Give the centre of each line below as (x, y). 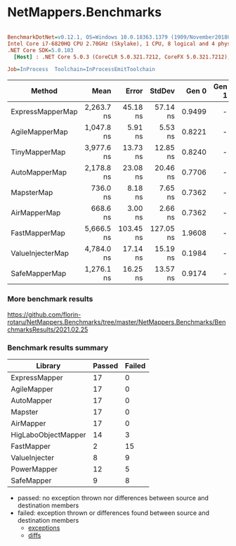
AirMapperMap (36, 213)
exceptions (44, 528)
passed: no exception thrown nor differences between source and (113, 497)
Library (48, 365)
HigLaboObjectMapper (48, 435)
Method (44, 91)
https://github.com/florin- (44, 315)
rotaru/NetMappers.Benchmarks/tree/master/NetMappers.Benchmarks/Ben (117, 322)
